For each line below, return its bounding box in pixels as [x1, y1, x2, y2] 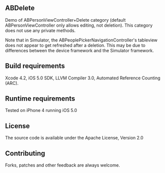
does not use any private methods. [5, 27, 76, 34]
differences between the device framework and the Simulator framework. [5, 47, 154, 53]
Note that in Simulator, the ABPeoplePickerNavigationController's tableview [5, 37, 158, 43]
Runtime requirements [5, 95, 75, 103]
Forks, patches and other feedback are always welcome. [5, 162, 120, 168]
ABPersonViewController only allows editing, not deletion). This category [5, 22, 153, 28]
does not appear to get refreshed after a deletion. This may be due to [5, 42, 146, 48]
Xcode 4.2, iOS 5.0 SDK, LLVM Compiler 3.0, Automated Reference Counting [5, 75, 161, 81]
